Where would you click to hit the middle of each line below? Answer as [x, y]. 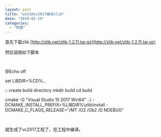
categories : [17, 23]
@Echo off [16, 71]
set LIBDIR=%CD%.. [25, 81]
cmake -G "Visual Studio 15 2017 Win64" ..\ [48, 100]
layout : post [18, 9]
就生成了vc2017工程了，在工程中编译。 [44, 130]
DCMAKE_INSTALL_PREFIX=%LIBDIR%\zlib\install [55, 105]
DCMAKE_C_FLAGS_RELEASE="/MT [41, 110]
